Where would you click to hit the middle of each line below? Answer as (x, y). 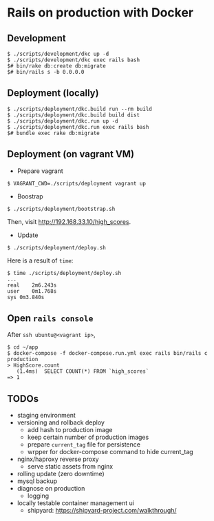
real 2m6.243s (32, 285)
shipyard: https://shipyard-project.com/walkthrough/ (102, 511)
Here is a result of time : (40, 260)
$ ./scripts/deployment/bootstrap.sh (61, 209)
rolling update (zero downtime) (61, 474)
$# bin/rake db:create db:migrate (57, 66)
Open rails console (50, 318)
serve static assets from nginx (70, 467)
